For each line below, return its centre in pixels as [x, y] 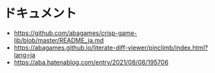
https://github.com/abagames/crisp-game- [75, 33]
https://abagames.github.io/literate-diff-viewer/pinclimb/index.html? [111, 48]
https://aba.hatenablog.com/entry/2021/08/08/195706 [91, 62]
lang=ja [25, 54]
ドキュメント [41, 13]
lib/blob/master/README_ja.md [59, 40]
